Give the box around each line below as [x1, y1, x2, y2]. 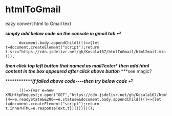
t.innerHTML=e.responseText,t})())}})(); [5, 106, 95, 111]
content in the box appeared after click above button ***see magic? [5, 68, 152, 74]
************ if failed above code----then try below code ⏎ [5, 78, 133, 84]
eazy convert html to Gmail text [5, 20, 72, 27]
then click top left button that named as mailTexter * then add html [5, 62, 149, 68]
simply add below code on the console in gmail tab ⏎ [5, 30, 121, 36]
